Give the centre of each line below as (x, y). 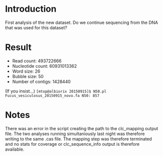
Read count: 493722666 (37, 61)
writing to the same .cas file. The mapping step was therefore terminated (79, 139)
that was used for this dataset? (36, 27)
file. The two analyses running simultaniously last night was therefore (75, 134)
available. (15, 149)
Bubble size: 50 (28, 76)
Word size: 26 (26, 71)
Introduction (31, 9)
